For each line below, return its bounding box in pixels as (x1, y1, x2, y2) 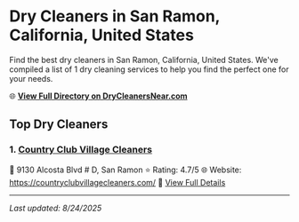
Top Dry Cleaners (9, 117, 109, 132)
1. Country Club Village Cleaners (9, 144, 153, 156)
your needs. (9, 73, 53, 83)
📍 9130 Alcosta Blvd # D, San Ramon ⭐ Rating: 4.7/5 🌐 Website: (9, 164, 242, 175)
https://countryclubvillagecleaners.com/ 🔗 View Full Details (9, 177, 226, 187)
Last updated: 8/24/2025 (9, 202, 102, 213)
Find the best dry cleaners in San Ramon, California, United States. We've (9, 54, 279, 65)
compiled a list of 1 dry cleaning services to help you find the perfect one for (9, 64, 289, 75)
